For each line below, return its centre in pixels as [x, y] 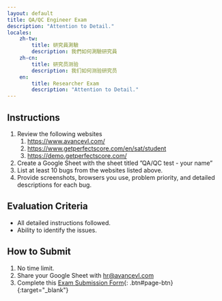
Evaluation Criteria [47, 206]
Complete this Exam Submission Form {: [72, 283]
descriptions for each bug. [54, 185]
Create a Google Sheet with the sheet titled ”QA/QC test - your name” [115, 163]
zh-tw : [29, 39]
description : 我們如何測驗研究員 [74, 52]
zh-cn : [29, 58]
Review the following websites [59, 133]
